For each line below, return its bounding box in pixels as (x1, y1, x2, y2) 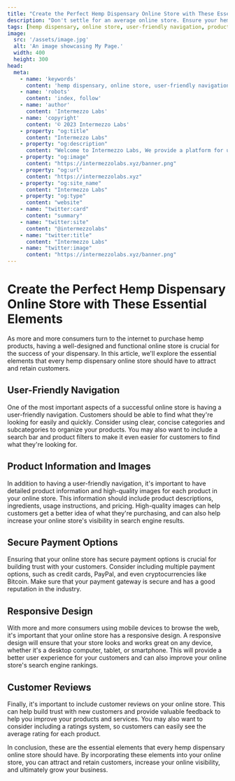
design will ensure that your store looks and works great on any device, (7, 639, 213, 647)
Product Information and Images (7, 460, 152, 473)
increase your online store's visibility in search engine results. (7, 516, 185, 525)
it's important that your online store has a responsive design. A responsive (7, 631, 222, 640)
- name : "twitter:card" (20, 206, 90, 213)
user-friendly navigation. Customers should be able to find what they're (7, 410, 213, 419)
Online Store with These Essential (7, 296, 208, 312)
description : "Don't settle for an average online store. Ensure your (7, 17, 218, 24)
